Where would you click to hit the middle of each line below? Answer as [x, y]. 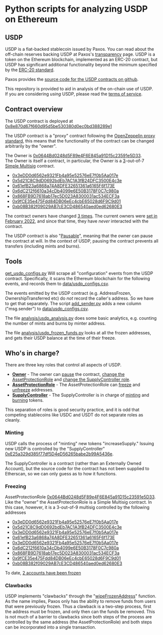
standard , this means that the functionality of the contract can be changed [80, 141]
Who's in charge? [32, 353]
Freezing [16, 486]
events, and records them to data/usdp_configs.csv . [57, 284]
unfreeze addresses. [33, 390]
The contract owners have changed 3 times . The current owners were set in [81, 216]
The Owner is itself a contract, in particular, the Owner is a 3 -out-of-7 [75, 161]
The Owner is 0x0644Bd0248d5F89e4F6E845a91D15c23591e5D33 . [73, 155]
